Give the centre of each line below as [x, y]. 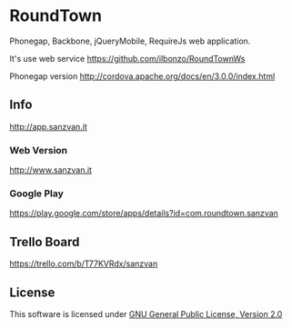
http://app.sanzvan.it [49, 126]
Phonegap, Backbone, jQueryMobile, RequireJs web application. [130, 41]
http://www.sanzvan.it [51, 170]
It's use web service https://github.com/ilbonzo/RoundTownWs [127, 58]
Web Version [39, 150]
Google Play [36, 194]
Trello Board [45, 242]
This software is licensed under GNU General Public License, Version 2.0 [146, 313]
